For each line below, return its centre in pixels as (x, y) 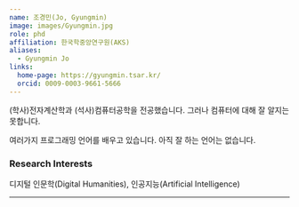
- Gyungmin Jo (43, 59)
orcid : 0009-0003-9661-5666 (69, 84)
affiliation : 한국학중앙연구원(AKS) (70, 42)
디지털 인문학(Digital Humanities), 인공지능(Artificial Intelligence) (125, 184)
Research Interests (51, 163)
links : (21, 68)
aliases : (25, 51)
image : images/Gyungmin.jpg (61, 26)
